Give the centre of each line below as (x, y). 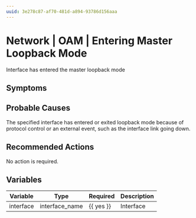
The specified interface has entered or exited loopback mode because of (95, 122)
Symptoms (27, 88)
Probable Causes (38, 108)
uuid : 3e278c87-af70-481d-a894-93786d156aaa (62, 11)
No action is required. (32, 161)
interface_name (61, 206)
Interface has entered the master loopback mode (66, 70)
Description (137, 196)
